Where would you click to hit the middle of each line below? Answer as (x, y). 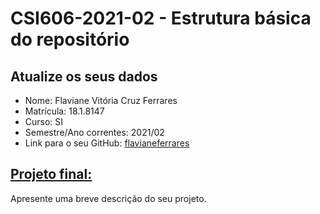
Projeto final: (51, 174)
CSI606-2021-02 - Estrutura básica (161, 18)
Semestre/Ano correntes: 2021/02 (94, 132)
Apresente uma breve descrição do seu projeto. (108, 198)
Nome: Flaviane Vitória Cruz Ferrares (101, 100)
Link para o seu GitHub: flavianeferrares (107, 143)
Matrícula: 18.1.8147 (64, 111)
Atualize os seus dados (84, 76)
